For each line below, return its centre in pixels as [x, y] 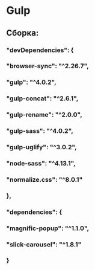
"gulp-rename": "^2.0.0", [44, 115]
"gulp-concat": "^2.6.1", [42, 98]
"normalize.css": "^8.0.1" [44, 179]
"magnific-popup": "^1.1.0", [48, 228]
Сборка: [23, 33]
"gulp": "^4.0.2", [32, 82]
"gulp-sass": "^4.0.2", [40, 131]
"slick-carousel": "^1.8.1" [44, 244]
